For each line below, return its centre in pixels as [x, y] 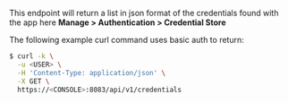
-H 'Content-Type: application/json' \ [92, 73]
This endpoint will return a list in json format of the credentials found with [144, 13]
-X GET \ [34, 81]
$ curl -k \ [31, 56]
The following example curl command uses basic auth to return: [127, 40]
